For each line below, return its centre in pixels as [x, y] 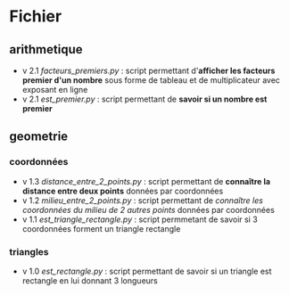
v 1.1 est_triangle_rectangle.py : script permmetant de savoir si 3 [140, 219]
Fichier [36, 16]
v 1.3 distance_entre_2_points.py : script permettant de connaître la [146, 181]
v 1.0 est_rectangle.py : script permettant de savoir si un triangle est [147, 271]
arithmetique [46, 49]
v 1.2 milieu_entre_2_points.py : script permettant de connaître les [142, 200]
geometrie [39, 137]
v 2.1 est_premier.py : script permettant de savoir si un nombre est [144, 99]
